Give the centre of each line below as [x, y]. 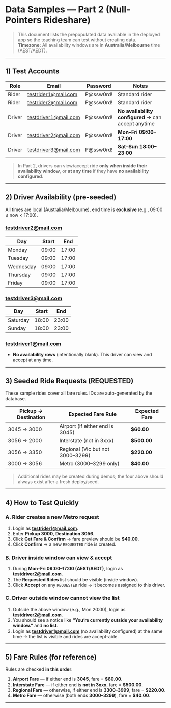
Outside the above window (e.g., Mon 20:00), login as [69, 609]
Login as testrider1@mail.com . [46, 528]
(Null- [118, 9]
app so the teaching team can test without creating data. [77, 40]
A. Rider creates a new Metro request [52, 517]
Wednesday [22, 266]
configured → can [140, 117]
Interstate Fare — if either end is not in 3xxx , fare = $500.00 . [78, 685]
